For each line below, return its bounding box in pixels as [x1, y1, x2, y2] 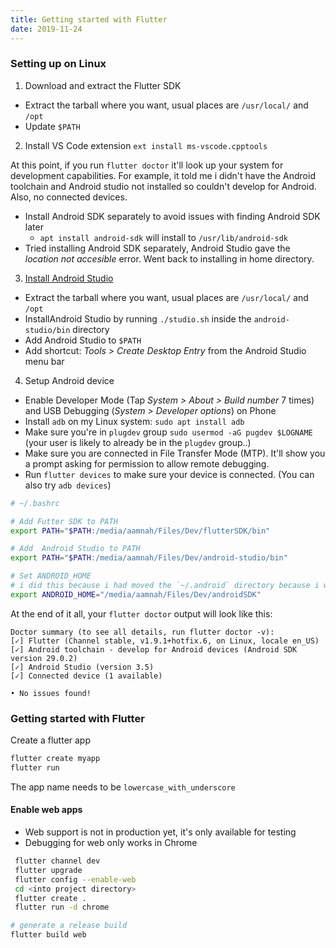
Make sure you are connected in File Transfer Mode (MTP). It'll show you [24, 447, 326, 459]
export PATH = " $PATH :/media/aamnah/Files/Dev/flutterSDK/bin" [10, 526, 271, 536]
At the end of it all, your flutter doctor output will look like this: [10, 607, 273, 620]
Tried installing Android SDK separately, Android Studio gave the [24, 242, 291, 254]
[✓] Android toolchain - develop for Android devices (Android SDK [10, 644, 298, 655]
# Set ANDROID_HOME [10, 571, 92, 581]
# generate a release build [10, 921, 128, 931]
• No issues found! [10, 688, 92, 698]
